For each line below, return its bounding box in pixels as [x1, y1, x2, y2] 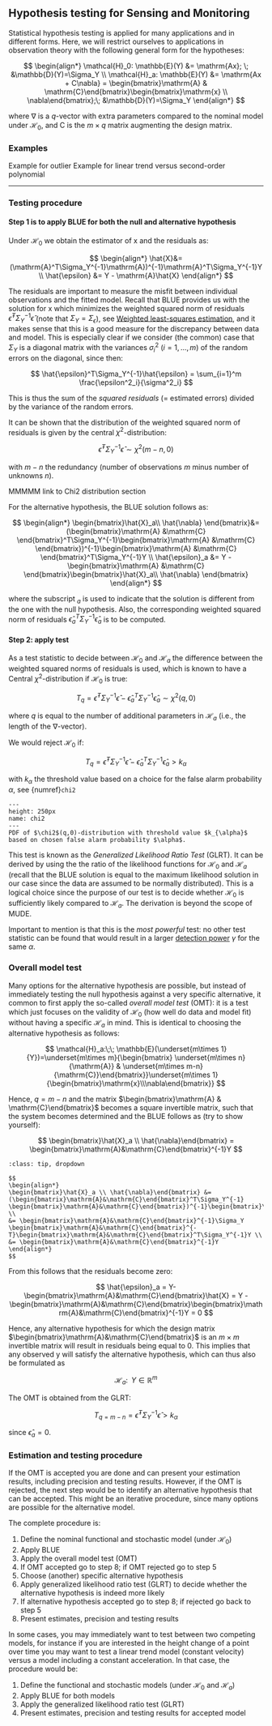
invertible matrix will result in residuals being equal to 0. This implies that [8, 1341, 251, 1351]
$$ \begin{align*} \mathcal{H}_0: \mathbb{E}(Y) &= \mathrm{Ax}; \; [23, 61, 249, 70]
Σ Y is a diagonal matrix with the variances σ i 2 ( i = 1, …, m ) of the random [8, 341, 249, 354]
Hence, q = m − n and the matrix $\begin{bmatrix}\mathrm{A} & [8, 1094, 222, 1104]
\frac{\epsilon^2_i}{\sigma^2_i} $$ [79, 377, 193, 387]
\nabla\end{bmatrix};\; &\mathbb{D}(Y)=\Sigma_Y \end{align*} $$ [27, 95, 245, 105]
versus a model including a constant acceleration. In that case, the [8, 1655, 230, 1664]
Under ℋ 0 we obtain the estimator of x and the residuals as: [8, 236, 209, 247]
